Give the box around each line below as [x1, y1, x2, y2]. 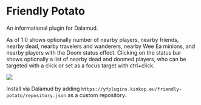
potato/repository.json [6, 92, 67, 98]
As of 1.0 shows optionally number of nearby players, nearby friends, [6, 36, 179, 43]
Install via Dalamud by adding [6, 85, 80, 92]
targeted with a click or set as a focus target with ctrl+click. [6, 62, 155, 69]
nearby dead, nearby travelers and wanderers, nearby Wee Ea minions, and [6, 42, 196, 50]
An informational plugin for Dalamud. [6, 24, 98, 32]
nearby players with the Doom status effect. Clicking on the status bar [6, 49, 182, 56]
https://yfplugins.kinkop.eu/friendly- [81, 86, 182, 92]
